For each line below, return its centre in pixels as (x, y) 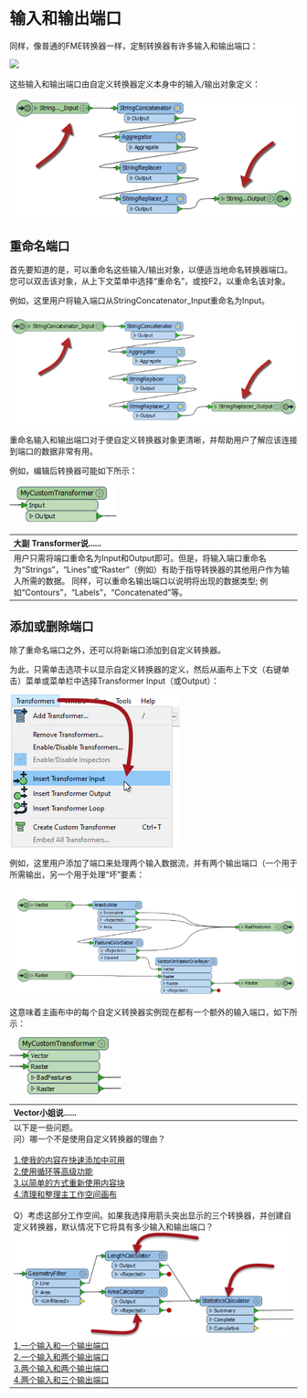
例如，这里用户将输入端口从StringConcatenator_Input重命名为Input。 (139, 301)
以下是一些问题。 (45, 1128)
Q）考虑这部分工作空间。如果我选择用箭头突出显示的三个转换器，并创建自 (153, 1215)
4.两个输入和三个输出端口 (61, 1380)
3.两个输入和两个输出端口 (61, 1369)
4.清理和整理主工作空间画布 (65, 1194)
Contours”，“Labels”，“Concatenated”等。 (106, 593)
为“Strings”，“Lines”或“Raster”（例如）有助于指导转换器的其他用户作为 (148, 570)
